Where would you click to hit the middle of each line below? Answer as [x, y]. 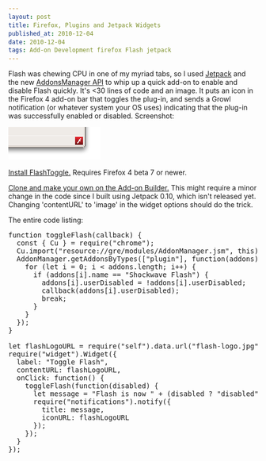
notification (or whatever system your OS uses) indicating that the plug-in [128, 108]
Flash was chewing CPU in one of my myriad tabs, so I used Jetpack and [127, 74]
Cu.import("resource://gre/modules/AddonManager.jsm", [125, 251]
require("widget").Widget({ [63, 354]
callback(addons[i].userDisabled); [110, 291]
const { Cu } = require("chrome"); [85, 243]
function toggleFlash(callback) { [75, 235]
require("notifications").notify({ [102, 402]
